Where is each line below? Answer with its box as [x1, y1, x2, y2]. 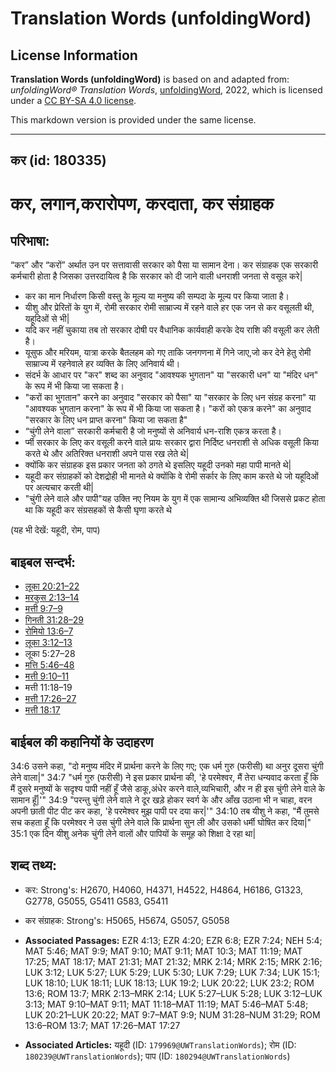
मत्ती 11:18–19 [24, 682, 73, 694]
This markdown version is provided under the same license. [10, 114, 257, 126]
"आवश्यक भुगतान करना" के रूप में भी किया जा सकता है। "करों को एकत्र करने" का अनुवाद [24, 403, 312, 415]
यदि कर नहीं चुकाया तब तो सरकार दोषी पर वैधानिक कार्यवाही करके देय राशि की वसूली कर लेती [24, 324, 320, 336]
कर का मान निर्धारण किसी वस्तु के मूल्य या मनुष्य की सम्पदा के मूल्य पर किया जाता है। [24, 290, 290, 302]
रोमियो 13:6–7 [24, 625, 74, 637]
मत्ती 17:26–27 [24, 693, 77, 705]
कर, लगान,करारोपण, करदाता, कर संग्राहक [10, 192, 275, 215]
